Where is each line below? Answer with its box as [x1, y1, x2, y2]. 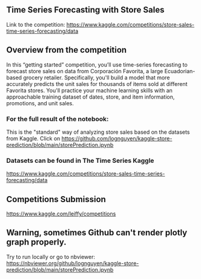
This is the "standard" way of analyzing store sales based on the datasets [6, 128, 190, 136]
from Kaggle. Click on [6, 134, 61, 142]
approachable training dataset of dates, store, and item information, [6, 93, 175, 100]
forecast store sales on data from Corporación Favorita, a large [6, 67, 163, 74]
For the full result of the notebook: [6, 114, 109, 123]
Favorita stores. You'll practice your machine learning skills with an [6, 87, 173, 94]
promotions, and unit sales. [6, 99, 74, 107]
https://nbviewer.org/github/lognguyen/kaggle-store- [6, 260, 139, 267]
